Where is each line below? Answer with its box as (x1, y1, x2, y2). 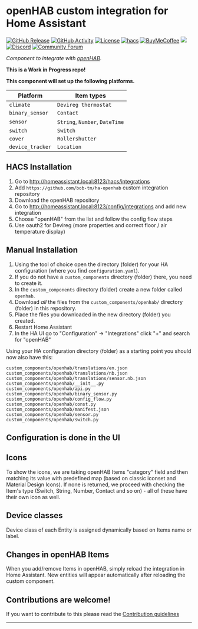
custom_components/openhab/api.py (6, 385, 91, 392)
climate (9, 101, 31, 108)
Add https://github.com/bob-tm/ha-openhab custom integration (14, 184, 169, 191)
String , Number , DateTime (57, 117, 124, 126)
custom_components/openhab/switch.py (6, 417, 99, 422)
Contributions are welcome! (6, 595, 111, 605)
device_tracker (9, 143, 52, 150)
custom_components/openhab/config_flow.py (6, 396, 112, 402)
